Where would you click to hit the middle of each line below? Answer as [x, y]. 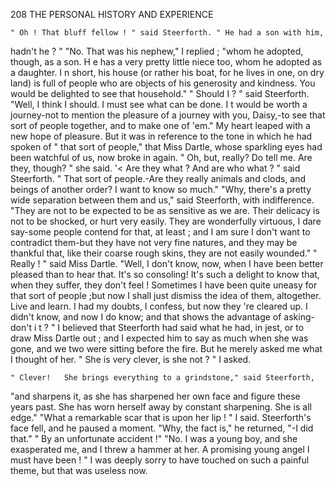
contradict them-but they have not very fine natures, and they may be [154, 242]
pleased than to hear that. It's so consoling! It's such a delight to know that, [165, 274]
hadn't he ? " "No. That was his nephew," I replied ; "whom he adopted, [157, 51]
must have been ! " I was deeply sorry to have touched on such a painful [160, 460]
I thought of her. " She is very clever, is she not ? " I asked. [131, 359]
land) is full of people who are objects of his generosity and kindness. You [163, 83]
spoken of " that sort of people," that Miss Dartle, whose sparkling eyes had [166, 147]
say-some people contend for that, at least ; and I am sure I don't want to [160, 232]
